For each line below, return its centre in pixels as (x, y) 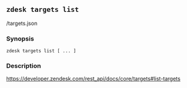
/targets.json (22, 23)
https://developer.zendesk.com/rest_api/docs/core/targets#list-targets (93, 79)
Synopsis (20, 39)
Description (24, 66)
